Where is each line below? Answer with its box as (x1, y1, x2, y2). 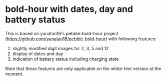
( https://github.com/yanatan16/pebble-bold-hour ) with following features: (5, 36, 156, 42)
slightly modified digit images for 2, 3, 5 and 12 (12, 45, 109, 51)
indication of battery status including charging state (12, 56, 119, 62)
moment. (5, 71, 23, 77)
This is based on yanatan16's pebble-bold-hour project (5, 30, 118, 36)
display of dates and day (12, 51, 63, 57)
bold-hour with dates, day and (5, 3, 133, 15)
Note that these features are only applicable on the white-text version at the (5, 66, 161, 72)
